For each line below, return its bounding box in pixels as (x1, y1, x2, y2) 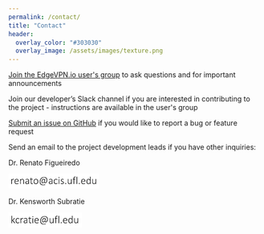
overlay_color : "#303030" (15, 39, 103, 47)
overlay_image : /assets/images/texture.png (15, 47, 163, 55)
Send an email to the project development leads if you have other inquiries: (8, 142, 257, 152)
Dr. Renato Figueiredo (8, 158, 80, 168)
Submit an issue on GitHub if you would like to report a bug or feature (8, 118, 238, 128)
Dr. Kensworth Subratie (8, 197, 86, 207)
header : (8, 30, 35, 38)
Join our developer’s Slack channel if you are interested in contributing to (8, 94, 250, 104)
